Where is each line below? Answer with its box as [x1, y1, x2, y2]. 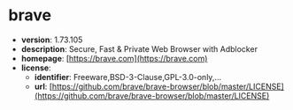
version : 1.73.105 [20, 34, 83, 45]
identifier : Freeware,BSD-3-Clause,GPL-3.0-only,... [34, 71, 222, 82]
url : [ [34, 81, 53, 92]
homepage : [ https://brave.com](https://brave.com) [20, 53, 208, 63]
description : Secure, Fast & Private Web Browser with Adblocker [20, 43, 258, 54]
